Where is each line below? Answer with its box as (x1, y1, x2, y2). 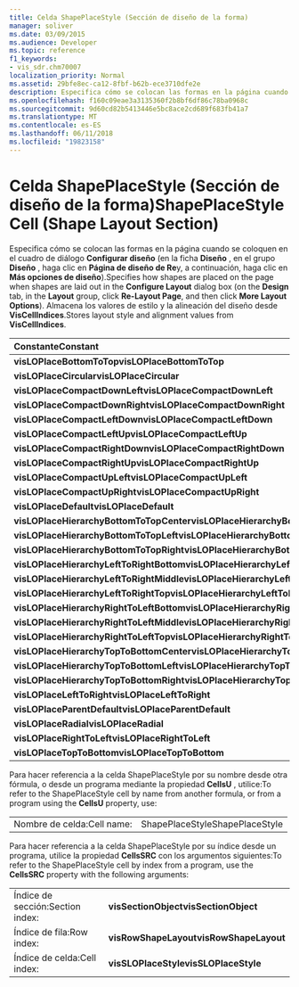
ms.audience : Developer (9, 37, 98, 47)
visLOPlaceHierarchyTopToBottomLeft (13, 659, 180, 671)
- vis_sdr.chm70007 (9, 63, 82, 72)
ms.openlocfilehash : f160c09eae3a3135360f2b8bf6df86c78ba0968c (9, 95, 249, 105)
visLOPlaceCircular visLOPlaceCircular (13, 369, 180, 382)
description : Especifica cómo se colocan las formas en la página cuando (9, 87, 289, 96)
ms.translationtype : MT (9, 112, 98, 121)
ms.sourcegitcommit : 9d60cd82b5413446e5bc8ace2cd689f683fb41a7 (9, 104, 249, 113)
